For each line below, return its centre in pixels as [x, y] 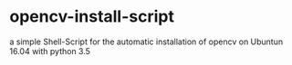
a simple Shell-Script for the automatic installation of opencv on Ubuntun [146, 42]
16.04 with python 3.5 [50, 51]
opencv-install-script [92, 17]
